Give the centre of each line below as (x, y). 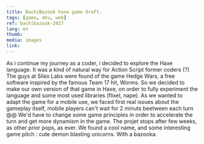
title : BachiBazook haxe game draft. (54, 12)
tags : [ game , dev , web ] (37, 18)
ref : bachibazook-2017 (35, 23)
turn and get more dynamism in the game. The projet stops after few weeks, (102, 121)
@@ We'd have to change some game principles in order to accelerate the (100, 115)
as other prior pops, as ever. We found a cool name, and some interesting (98, 128)
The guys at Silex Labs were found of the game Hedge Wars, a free (91, 76)
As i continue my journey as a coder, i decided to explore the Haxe (90, 63)
